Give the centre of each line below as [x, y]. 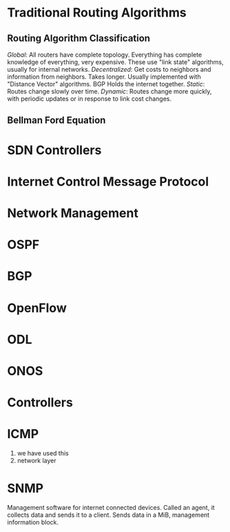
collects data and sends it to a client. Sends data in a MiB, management [108, 515]
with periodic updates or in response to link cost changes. [90, 99]
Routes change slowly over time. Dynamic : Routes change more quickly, [109, 91]
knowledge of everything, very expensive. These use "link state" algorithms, [115, 62]
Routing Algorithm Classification [79, 38]
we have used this [43, 453]
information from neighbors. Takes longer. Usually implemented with [104, 77]
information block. [33, 522]
